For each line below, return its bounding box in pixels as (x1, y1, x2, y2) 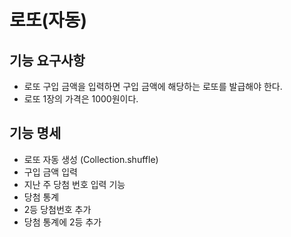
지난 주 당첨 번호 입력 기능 (23, 178, 126, 190)
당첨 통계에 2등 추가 (23, 216, 102, 228)
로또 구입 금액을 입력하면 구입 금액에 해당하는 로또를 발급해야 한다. (23, 81, 283, 92)
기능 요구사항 (9, 52, 86, 69)
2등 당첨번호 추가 (23, 203, 92, 215)
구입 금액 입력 (23, 166, 78, 178)
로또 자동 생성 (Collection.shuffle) (23, 153, 159, 165)
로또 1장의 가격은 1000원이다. (23, 93, 139, 105)
